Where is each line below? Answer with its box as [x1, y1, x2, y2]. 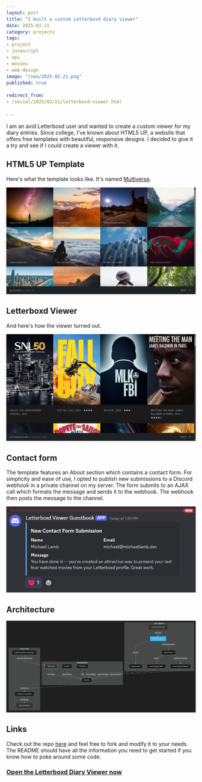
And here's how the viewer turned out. [6, 322, 102, 329]
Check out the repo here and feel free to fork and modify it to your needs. [6, 740, 188, 748]
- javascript [6, 48, 39, 54]
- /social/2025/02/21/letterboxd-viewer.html [6, 99, 122, 105]
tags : [6, 35, 20, 42]
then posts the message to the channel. [6, 495, 105, 502]
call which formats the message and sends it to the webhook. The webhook [6, 488, 194, 495]
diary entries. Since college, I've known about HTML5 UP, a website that [6, 129, 185, 136]
